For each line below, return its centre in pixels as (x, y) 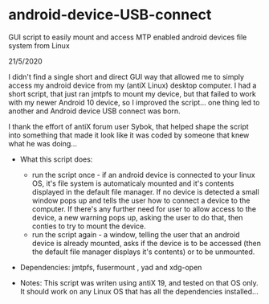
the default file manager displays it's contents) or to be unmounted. (143, 252)
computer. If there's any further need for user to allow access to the (144, 209)
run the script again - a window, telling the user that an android (136, 234)
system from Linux (39, 45)
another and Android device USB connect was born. (94, 111)
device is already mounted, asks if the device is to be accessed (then (146, 243)
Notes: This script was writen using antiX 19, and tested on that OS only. (139, 282)
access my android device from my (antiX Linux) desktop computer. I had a (132, 85)
